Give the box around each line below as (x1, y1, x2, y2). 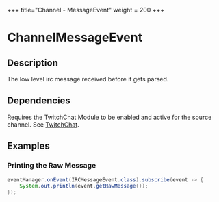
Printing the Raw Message (7, 161, 96, 171)
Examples (7, 140, 50, 152)
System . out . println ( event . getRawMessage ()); (19, 183, 149, 190)
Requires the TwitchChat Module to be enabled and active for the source (7, 113, 212, 121)
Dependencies (7, 95, 70, 107)
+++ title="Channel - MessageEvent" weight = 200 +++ (7, 6, 165, 14)
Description (7, 57, 58, 68)
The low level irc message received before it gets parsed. (7, 75, 169, 83)
